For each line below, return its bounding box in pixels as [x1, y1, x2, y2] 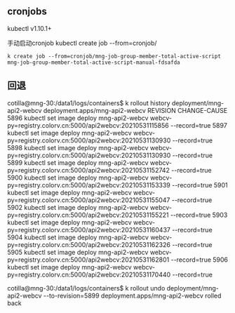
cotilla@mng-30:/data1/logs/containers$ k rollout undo [7, 284, 166, 292]
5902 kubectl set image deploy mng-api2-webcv [7, 203, 149, 211]
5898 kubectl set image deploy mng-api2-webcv [7, 143, 149, 152]
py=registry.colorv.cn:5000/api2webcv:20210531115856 [7, 121, 170, 129]
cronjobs [7, 6, 47, 18]
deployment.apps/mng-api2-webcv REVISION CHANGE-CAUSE [43, 106, 228, 114]
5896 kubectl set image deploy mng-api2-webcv [7, 114, 149, 122]
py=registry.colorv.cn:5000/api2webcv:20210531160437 [7, 225, 170, 234]
